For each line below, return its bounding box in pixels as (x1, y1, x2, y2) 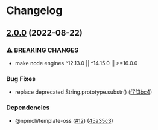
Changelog (6, 4, 63, 18)
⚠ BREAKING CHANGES (6, 46, 79, 54)
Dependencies (6, 103, 50, 112)
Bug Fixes (6, 74, 36, 83)
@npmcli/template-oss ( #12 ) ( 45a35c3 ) (14, 117, 113, 125)
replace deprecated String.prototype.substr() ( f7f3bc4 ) (14, 88, 153, 96)
